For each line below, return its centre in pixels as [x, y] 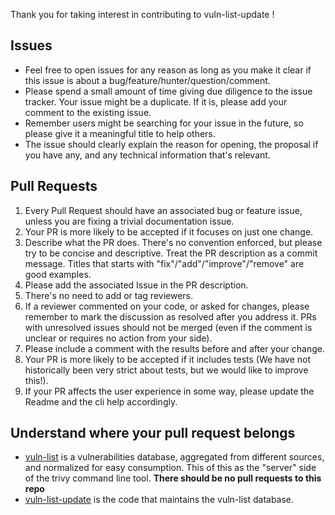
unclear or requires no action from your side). [118, 338]
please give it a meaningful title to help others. [120, 133]
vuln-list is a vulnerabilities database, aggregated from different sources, [174, 457]
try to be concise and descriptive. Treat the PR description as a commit [171, 253]
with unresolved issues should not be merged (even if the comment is [168, 327]
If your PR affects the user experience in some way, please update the [169, 391]
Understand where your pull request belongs [153, 433]
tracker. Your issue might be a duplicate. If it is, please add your [156, 101]
